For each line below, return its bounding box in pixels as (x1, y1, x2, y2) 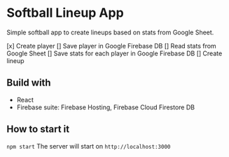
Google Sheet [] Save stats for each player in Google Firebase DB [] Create (6, 49, 223, 57)
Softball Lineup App (6, 5, 124, 21)
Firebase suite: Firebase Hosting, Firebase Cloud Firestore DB (16, 103, 195, 111)
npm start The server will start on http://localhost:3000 (6, 142, 171, 150)
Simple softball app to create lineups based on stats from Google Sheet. (6, 28, 214, 36)
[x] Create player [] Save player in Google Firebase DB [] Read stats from (6, 41, 216, 50)
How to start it (6, 123, 70, 135)
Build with (6, 77, 51, 89)
